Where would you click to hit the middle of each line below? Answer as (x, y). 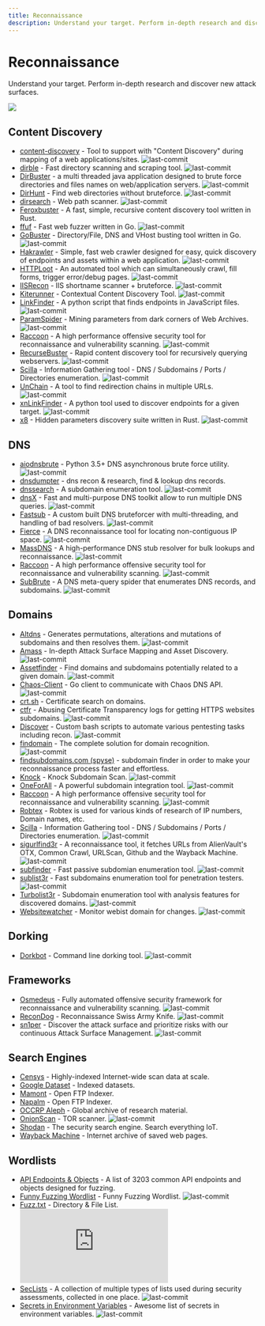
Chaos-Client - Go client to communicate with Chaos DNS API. (121, 684)
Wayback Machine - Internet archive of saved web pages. (114, 1135)
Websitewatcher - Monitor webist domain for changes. (108, 911)
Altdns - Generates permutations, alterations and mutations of (120, 634)
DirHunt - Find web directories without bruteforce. (101, 193)
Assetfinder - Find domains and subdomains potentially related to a (129, 667)
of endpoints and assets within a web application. (100, 260)
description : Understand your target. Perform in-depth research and (125, 23)
